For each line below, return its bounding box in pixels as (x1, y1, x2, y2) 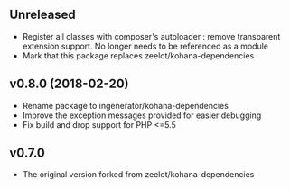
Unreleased (9, 7, 77, 22)
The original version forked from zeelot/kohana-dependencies (22, 169, 255, 180)
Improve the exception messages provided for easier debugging (22, 110, 262, 121)
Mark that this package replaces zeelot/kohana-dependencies (22, 49, 255, 61)
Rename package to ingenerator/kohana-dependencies (22, 100, 229, 111)
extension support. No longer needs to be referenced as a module (22, 40, 269, 51)
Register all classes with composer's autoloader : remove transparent (22, 31, 281, 41)
